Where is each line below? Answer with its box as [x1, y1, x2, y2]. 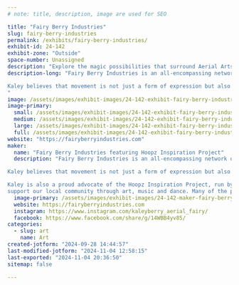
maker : [7, 142, 27, 150]
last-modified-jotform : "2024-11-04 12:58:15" [7, 247, 148, 254]
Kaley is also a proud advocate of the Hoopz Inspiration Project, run [7, 181, 224, 189]
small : [14, 109, 33, 116]
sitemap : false [7, 261, 53, 268]
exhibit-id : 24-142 [7, 43, 65, 51]
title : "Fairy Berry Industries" [7, 23, 107, 31]
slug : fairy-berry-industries [7, 30, 97, 37]
